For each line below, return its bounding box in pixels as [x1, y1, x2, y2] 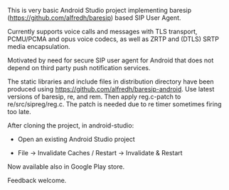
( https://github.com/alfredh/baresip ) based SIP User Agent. [7, 13, 181, 22]
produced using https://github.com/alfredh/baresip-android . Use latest [7, 85, 215, 93]
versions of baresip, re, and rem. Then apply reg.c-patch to [7, 92, 181, 101]
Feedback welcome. [7, 177, 67, 184]
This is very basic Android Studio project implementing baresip [7, 6, 192, 14]
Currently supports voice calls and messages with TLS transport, [7, 28, 198, 35]
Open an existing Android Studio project [17, 135, 135, 143]
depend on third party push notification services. [7, 64, 151, 72]
